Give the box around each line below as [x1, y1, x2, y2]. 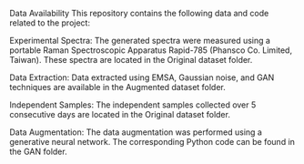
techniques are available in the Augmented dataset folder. [9, 82, 226, 92]
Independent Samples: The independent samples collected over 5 [9, 99, 257, 110]
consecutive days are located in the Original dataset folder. [9, 109, 230, 119]
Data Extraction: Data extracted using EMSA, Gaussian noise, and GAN [9, 72, 275, 83]
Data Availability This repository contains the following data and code [9, 8, 269, 18]
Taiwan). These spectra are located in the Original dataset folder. [9, 55, 253, 65]
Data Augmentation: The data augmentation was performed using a [9, 127, 262, 138]
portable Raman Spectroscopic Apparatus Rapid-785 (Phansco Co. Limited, [9, 45, 293, 56]
